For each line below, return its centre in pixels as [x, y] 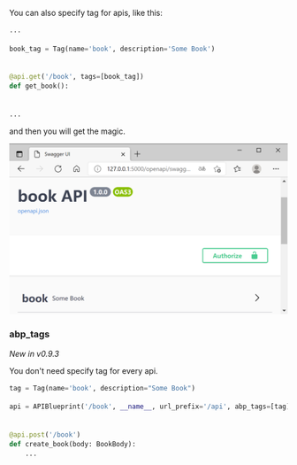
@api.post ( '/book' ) [45, 435]
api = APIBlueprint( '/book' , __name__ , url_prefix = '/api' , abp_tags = [140, 407]
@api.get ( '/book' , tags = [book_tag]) [76, 77]
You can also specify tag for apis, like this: [86, 13]
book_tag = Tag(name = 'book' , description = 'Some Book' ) [112, 49]
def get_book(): [39, 86]
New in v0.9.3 [34, 353]
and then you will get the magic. [67, 131]
